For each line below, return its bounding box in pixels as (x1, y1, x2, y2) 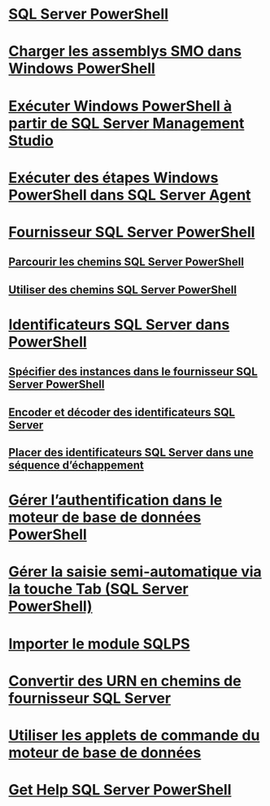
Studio (8, 131, 54, 150)
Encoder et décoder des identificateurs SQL (8, 405, 236, 419)
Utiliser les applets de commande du (8, 726, 260, 745)
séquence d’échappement (8, 459, 145, 473)
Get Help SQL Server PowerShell (8, 781, 232, 799)
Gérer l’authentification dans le (8, 491, 223, 509)
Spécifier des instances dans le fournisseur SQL (8, 365, 258, 379)
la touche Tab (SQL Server (8, 580, 189, 599)
